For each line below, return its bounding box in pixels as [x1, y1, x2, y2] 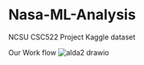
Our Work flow [8, 47, 56, 57]
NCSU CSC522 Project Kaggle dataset [8, 32, 136, 42]
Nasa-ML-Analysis [8, 6, 137, 24]
